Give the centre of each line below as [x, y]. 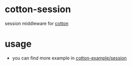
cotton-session [38, 9]
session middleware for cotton [37, 23]
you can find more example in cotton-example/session [69, 58]
